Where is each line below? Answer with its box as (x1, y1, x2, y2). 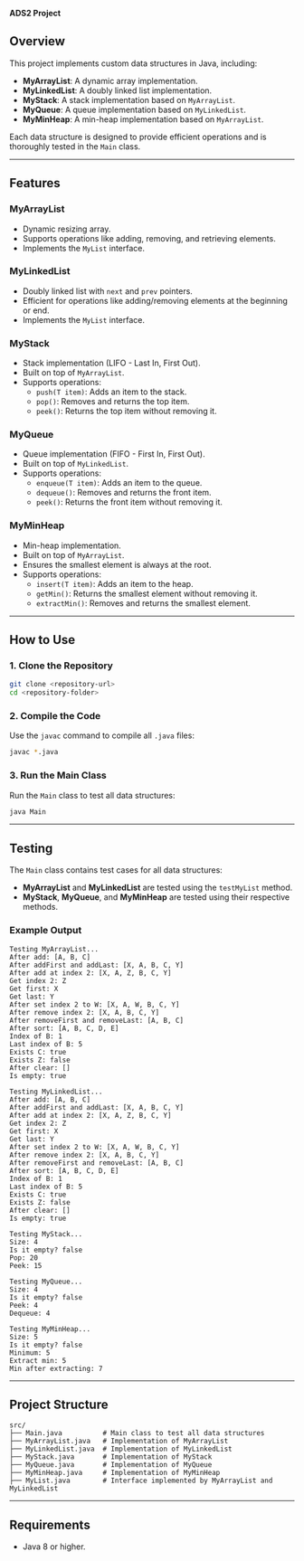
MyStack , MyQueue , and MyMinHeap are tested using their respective (22, 892, 290, 903)
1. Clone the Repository (9, 659, 113, 672)
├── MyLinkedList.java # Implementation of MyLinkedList (9, 1444, 233, 1454)
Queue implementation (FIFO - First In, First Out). (22, 449, 205, 459)
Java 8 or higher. (22, 1541, 86, 1552)
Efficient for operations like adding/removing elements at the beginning (22, 295, 288, 306)
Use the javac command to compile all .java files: (9, 730, 195, 741)
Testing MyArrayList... (9, 944, 100, 953)
